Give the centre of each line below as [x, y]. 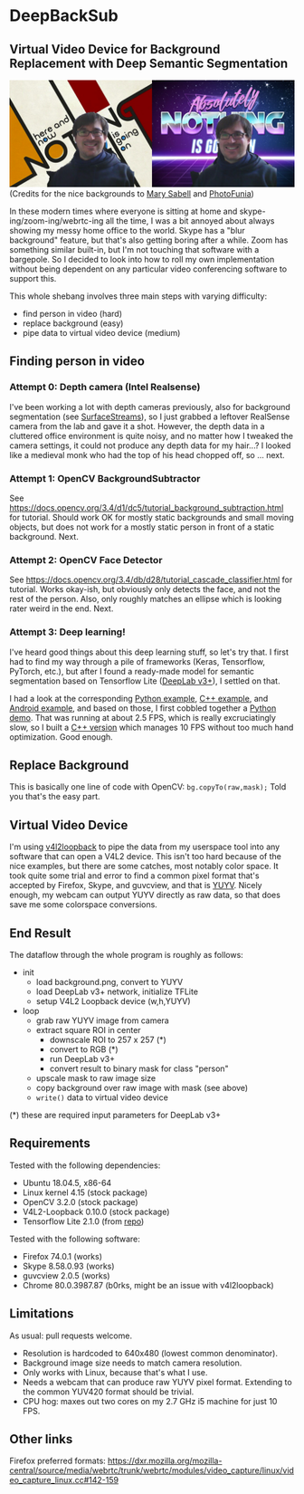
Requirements [50, 1143]
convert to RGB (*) [84, 1049]
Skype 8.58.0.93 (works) [68, 1266]
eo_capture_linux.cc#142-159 [64, 1480]
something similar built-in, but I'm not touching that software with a [134, 249]
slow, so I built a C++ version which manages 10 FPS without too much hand [152, 727]
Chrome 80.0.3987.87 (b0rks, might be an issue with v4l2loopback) [148, 1285]
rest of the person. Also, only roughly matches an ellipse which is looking [146, 599]
